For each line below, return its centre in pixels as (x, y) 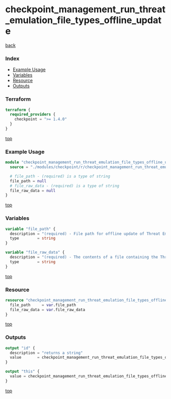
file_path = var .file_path (43, 305)
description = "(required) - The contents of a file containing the (84, 257)
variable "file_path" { (31, 229)
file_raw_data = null (33, 191)
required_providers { (33, 114)
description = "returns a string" (46, 353)
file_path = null (28, 181)
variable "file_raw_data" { (35, 252)
